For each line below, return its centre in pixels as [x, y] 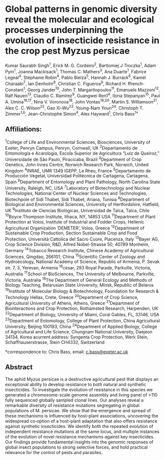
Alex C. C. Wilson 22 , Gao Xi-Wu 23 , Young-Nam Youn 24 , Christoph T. [74, 107]
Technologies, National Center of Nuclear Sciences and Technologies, [76, 193]
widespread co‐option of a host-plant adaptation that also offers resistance [81, 421]
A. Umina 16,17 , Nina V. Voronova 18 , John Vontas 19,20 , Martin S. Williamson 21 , [82, 101]
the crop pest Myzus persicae [67, 51]
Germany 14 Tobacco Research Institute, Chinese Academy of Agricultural [80, 250]
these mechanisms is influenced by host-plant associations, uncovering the [82, 416]
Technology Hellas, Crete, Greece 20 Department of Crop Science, [72, 296]
